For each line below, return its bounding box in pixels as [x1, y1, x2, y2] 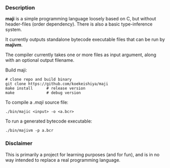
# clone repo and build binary [5, 77, 72, 82]
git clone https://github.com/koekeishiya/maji [5, 81, 109, 87]
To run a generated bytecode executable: [5, 118, 92, 124]
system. [5, 27, 22, 33]
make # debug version [5, 90, 81, 95]
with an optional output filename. [5, 57, 75, 63]
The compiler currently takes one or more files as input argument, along [5, 52, 157, 58]
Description [5, 4, 35, 11]
